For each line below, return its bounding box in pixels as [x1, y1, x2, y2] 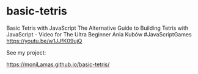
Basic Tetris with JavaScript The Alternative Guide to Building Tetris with [6, 24, 188, 32]
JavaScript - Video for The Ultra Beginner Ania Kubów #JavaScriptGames [6, 30, 193, 38]
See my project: [6, 49, 46, 56]
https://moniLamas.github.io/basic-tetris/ [6, 61, 110, 68]
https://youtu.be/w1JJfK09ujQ [6, 37, 82, 44]
